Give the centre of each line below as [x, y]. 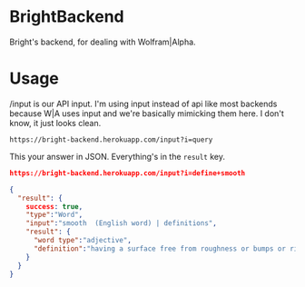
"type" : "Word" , [54, 215]
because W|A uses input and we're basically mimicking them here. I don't [147, 113]
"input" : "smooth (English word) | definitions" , [122, 223]
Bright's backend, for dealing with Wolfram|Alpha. [103, 42]
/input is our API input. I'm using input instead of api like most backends [143, 104]
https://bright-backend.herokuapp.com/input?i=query [111, 139]
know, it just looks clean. [55, 123]
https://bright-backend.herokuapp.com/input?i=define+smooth [128, 173]
